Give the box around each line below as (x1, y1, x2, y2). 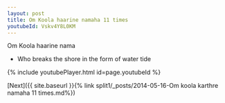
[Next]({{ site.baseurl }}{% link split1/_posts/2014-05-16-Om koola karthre (7, 82, 219, 90)
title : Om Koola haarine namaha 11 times (7, 16, 129, 23)
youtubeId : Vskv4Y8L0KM (7, 23, 76, 30)
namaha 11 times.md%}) (7, 89, 76, 97)
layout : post (7, 10, 45, 17)
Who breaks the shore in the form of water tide (17, 55, 151, 63)
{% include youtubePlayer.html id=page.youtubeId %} (7, 68, 161, 76)
